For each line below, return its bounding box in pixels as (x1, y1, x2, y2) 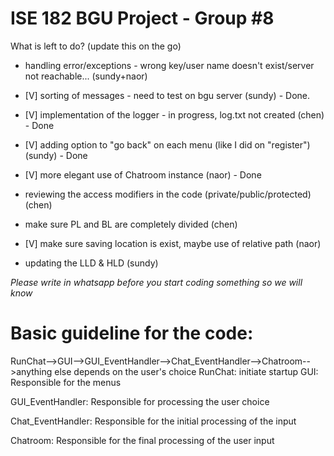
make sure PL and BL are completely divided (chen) (24, 218, 238, 230)
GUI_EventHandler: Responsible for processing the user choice (10, 395, 270, 407)
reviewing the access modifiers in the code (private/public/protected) (24, 188, 312, 200)
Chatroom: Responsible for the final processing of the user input (10, 434, 275, 446)
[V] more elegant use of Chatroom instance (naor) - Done (24, 168, 262, 181)
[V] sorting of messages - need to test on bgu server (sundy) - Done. (24, 89, 310, 101)
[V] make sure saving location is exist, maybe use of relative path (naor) (24, 237, 322, 249)
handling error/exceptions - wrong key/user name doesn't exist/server (24, 59, 315, 71)
